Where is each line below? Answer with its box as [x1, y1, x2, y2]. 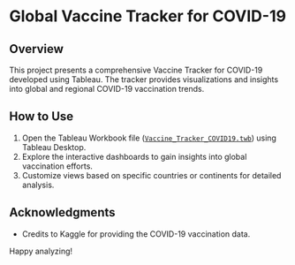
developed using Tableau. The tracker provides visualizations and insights [9, 74, 279, 85]
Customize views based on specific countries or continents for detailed [21, 170, 282, 180]
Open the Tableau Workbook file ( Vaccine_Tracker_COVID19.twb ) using [21, 132, 276, 143]
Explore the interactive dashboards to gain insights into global [21, 151, 247, 162]
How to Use [9, 109, 74, 125]
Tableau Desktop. [21, 141, 87, 152]
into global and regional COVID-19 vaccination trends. [9, 84, 205, 94]
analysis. [21, 179, 55, 190]
